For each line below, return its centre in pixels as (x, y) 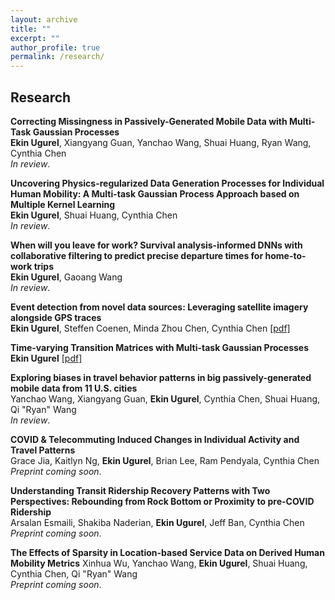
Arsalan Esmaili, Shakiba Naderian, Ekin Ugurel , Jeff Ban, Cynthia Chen (157, 522)
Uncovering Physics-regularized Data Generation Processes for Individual (167, 183)
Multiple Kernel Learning (63, 204)
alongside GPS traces (56, 317)
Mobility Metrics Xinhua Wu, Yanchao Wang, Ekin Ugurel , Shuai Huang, (159, 563)
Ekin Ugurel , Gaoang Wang (66, 277)
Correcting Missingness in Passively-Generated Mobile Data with (149, 121)
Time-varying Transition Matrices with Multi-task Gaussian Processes (160, 347)
